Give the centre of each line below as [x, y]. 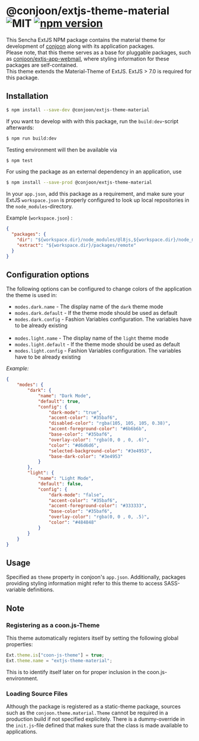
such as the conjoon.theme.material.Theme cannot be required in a [87, 713]
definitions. [41, 589]
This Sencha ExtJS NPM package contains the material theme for [86, 40]
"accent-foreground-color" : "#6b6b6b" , [97, 429]
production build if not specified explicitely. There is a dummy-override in [96, 719]
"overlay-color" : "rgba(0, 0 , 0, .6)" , [99, 440]
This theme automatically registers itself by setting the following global [92, 638]
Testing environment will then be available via [62, 150]
